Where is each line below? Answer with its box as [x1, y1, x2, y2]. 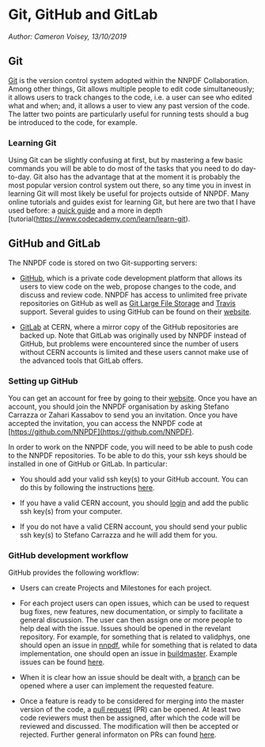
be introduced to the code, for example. [8, 117, 138, 127]
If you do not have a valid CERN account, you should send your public [19, 522, 248, 531]
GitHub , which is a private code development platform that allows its [19, 273, 243, 282]
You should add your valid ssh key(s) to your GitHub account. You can [19, 474, 248, 484]
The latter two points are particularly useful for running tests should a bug [8, 109, 249, 119]
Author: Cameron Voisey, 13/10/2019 [8, 32, 127, 41]
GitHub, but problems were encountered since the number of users [19, 338, 239, 349]
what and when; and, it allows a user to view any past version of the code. [8, 100, 250, 110]
